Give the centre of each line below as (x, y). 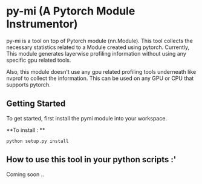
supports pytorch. (29, 84)
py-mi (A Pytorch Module (71, 11)
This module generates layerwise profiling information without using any (96, 53)
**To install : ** (26, 130)
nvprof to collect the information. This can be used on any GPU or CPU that (100, 78)
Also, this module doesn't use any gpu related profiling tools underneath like (101, 71)
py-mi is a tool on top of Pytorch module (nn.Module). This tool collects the (100, 41)
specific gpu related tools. (39, 60)
